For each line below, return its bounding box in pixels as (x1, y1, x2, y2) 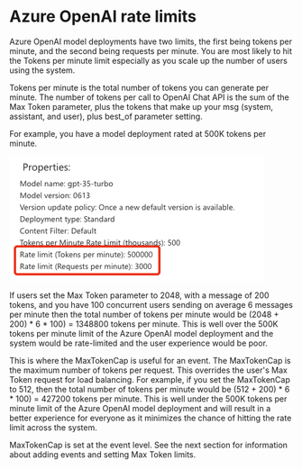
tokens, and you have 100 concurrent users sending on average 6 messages (9, 299, 293, 310)
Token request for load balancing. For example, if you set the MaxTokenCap (9, 374, 291, 384)
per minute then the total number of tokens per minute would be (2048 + (9, 309, 279, 320)
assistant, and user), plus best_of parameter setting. (9, 111, 203, 122)
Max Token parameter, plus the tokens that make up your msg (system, (9, 101, 273, 112)
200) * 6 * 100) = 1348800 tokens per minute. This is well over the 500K (9, 318, 279, 329)
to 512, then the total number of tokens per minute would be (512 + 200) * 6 (9, 383, 290, 394)
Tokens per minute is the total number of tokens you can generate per (9, 82, 270, 93)
